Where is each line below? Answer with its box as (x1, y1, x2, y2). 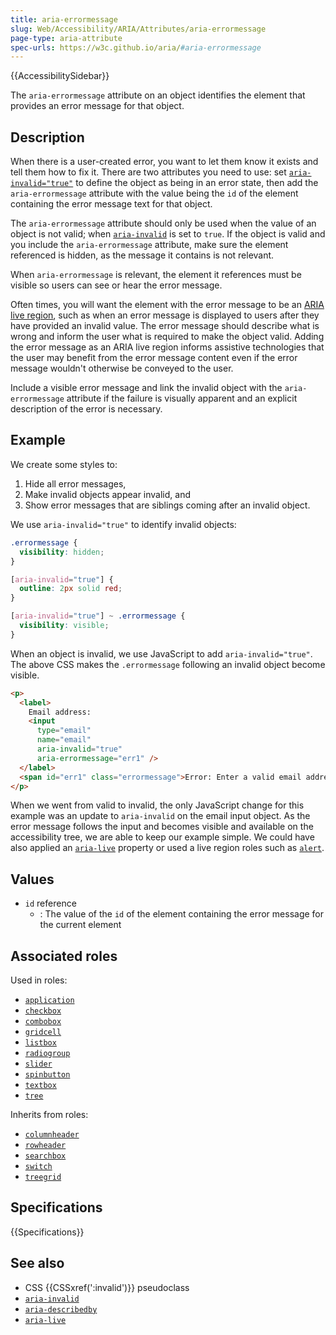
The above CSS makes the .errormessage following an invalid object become (10, 658, 326, 670)
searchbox (24, 1151, 67, 1161)
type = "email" (36, 726, 92, 736)
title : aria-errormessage (10, 14, 118, 25)
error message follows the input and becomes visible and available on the (10, 821, 314, 833)
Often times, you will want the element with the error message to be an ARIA (10, 299, 325, 311)
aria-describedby (24, 1304, 98, 1315)
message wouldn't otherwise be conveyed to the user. (10, 362, 234, 375)
